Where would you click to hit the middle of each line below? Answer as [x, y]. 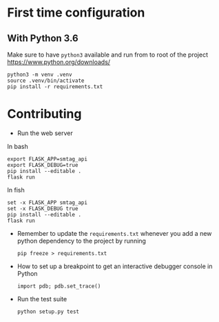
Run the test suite [42, 299]
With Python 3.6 [43, 38]
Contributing [44, 114]
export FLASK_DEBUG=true [43, 165]
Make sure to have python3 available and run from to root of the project [108, 54]
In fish [16, 190]
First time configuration [76, 13]
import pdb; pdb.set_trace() [59, 286]
